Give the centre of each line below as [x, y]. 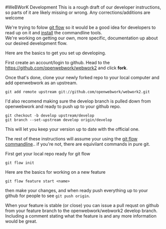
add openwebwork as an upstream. [41, 83]
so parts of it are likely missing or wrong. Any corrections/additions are [78, 12]
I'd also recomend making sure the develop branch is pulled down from [78, 101]
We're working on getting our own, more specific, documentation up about [82, 38]
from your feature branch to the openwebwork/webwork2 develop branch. [81, 211]
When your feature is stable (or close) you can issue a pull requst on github [82, 205]
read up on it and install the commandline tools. [54, 33]
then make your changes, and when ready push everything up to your [77, 190]
